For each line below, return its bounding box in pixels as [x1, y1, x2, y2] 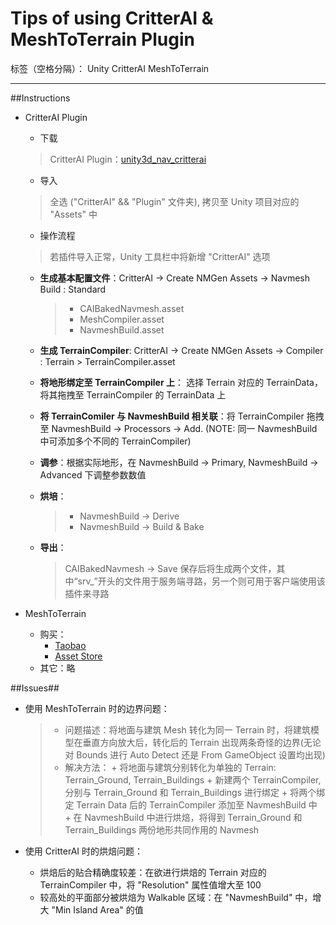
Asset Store [54, 650, 103, 662]
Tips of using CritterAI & [10, 7, 214, 30]
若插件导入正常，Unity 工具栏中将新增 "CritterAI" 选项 [49, 250, 271, 262]
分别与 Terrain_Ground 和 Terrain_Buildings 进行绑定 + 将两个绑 [64, 786, 326, 798]
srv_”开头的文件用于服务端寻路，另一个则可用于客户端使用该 [77, 575, 326, 587]
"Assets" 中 [49, 208, 98, 220]
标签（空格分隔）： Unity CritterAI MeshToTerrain [10, 62, 210, 74]
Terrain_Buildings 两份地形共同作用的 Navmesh [64, 823, 260, 836]
